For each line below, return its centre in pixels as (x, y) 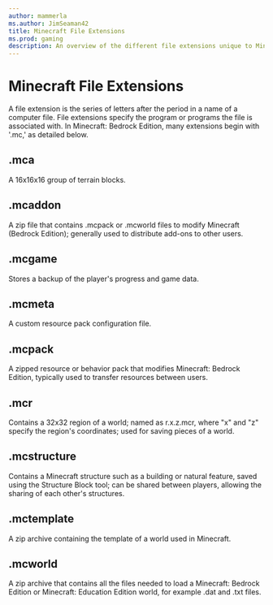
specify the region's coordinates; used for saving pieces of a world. (121, 430)
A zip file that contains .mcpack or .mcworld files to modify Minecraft (124, 225)
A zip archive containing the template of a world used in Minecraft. (120, 538)
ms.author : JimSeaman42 (49, 24)
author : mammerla (38, 16)
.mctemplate (41, 519)
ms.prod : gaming (36, 39)
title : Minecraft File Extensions (67, 31)
